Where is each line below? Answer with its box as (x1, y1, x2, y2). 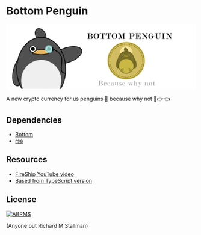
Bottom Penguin (6, 4, 88, 18)
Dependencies (6, 115, 62, 125)
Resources (6, 154, 48, 165)
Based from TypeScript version (14, 177, 92, 184)
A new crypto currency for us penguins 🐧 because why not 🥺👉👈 (6, 95, 170, 103)
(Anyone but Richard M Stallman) (6, 222, 88, 229)
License (6, 194, 37, 205)
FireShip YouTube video (14, 170, 74, 178)
